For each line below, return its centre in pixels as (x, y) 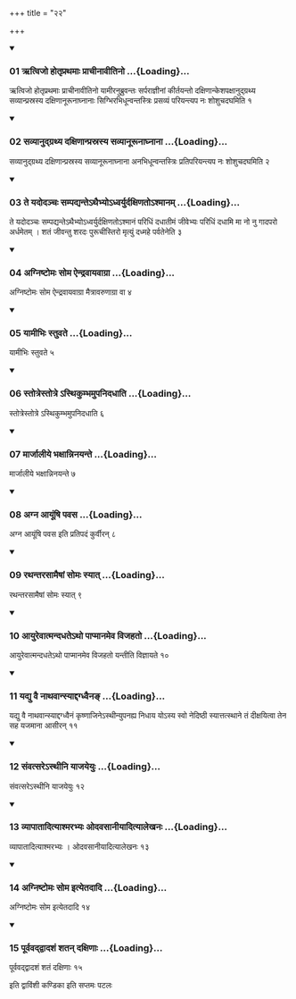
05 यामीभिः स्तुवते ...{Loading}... (71, 333)
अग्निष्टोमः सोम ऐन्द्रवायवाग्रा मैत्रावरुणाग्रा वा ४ (70, 292)
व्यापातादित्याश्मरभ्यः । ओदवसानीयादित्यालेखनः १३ (79, 846)
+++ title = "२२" (38, 13)
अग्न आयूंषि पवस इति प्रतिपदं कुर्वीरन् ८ (63, 534)
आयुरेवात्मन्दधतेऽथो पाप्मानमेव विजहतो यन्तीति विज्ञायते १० (89, 655)
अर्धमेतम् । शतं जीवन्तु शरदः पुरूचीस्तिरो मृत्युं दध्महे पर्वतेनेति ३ (96, 231)
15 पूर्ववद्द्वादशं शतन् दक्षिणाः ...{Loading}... (86, 948)
